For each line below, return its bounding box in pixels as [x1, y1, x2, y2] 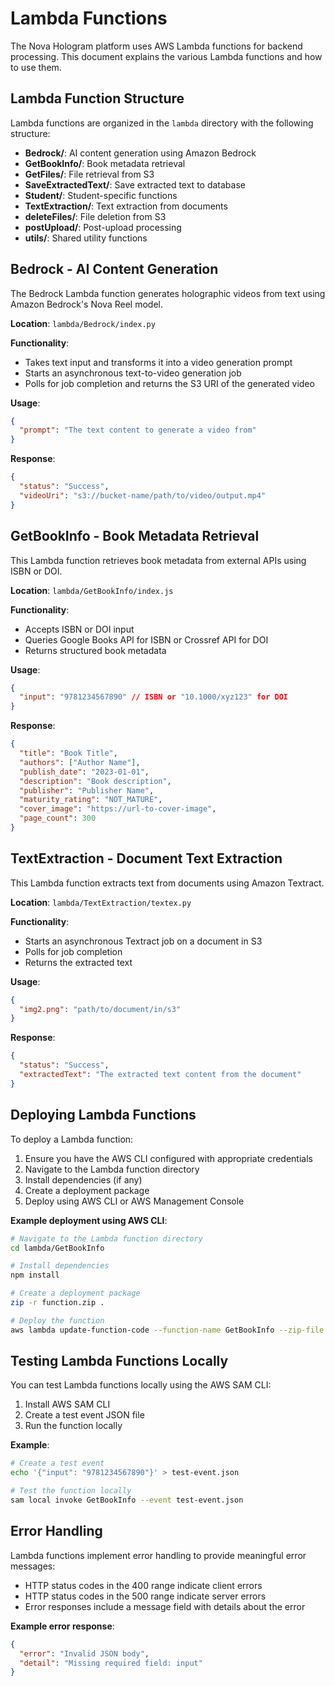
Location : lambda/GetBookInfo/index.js [10, 584, 174, 596]
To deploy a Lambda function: [10, 1133, 134, 1145]
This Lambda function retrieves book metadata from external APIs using [10, 554, 307, 566]
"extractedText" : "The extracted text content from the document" [19, 1070, 302, 1080]
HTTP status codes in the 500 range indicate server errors [24, 1590, 267, 1602]
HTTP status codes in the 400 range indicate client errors [24, 1579, 263, 1591]
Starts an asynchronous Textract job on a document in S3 [24, 935, 263, 947]
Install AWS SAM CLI [24, 1398, 111, 1411]
